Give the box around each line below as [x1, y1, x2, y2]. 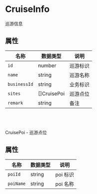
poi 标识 [55, 171, 74, 178]
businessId [7, 81, 33, 87]
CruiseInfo [5, 3, 50, 15]
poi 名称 [55, 181, 74, 188]
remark [7, 100, 23, 106]
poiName [7, 181, 26, 187]
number [38, 62, 56, 69]
